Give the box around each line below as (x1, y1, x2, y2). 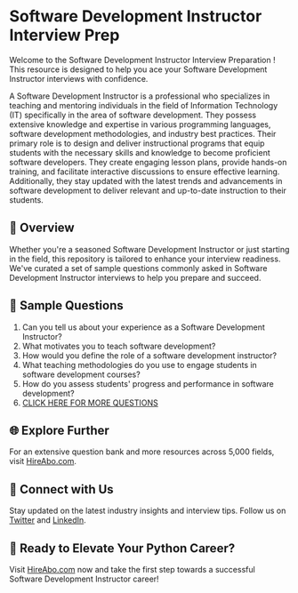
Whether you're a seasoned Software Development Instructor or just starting (9, 244, 290, 254)
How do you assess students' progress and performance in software (21, 378, 274, 389)
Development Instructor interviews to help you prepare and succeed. (9, 272, 262, 283)
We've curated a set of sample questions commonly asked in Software (9, 262, 268, 273)
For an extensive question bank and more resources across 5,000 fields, (9, 446, 275, 457)
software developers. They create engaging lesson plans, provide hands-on (9, 156, 287, 167)
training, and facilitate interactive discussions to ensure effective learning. (9, 166, 280, 177)
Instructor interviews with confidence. (9, 73, 149, 84)
